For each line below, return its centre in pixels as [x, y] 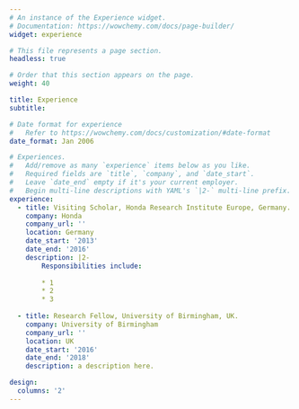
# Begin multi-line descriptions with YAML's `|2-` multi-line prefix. [150, 191]
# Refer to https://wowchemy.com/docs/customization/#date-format [140, 133]
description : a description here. [90, 366]
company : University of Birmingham [92, 325]
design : [24, 383]
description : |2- [58, 257]
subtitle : [28, 108]
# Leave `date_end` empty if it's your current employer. [124, 182]
